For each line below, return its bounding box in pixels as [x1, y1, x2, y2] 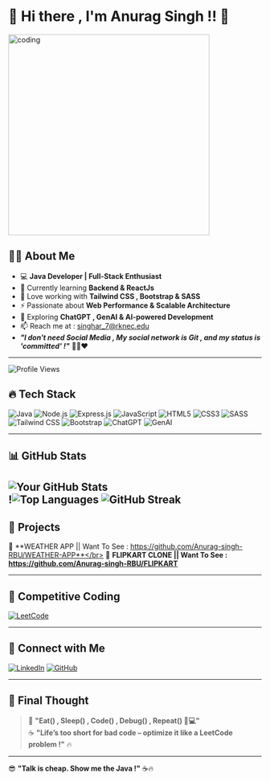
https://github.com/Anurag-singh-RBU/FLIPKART [8, 558, 178, 569]
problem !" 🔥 [27, 739, 72, 749]
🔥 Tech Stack [8, 387, 76, 401]
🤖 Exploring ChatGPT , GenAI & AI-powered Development [19, 312, 214, 321]
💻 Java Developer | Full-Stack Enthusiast [19, 271, 162, 280]
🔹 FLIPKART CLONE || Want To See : [105, 550, 227, 560]
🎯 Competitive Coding [8, 590, 121, 603]
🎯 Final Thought [8, 694, 89, 708]
